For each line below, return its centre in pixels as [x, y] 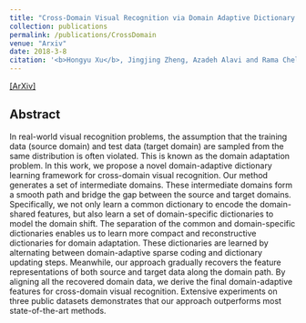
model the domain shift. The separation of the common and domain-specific [153, 223]
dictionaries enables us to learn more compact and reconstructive [133, 233]
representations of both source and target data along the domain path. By [148, 272]
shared [23, 214]
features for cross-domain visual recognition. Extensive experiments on [143, 291]
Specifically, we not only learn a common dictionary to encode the [133, 204]
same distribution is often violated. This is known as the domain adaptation [149, 156]
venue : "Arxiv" [38, 43]
